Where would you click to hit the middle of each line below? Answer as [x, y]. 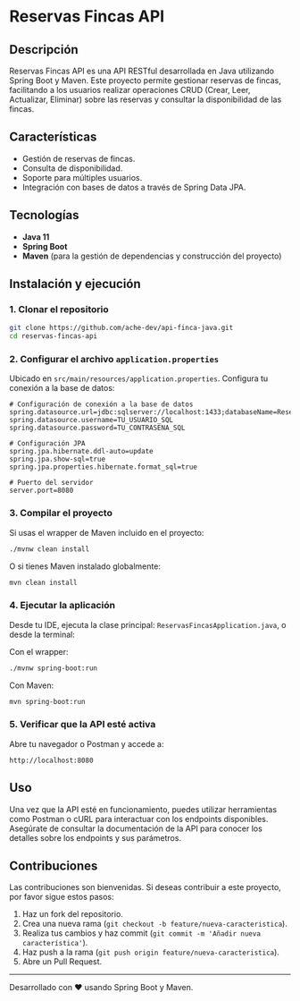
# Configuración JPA [48, 444]
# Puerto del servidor [51, 483]
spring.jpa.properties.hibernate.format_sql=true [104, 467]
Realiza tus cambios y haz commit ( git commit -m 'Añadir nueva [142, 933]
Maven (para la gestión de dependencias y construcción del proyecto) [152, 256]
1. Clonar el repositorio [59, 309]
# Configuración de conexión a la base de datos [101, 404]
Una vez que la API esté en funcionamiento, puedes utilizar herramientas [143, 809]
